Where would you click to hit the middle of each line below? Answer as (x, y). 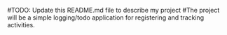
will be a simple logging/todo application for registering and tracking (106, 17)
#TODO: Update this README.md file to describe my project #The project (113, 10)
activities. (21, 25)
